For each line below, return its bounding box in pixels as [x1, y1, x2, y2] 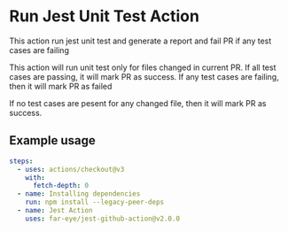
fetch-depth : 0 [32, 182, 90, 190]
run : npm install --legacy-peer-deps [25, 197, 165, 207]
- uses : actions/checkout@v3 [17, 165, 125, 174]
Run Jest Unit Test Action [9, 6, 199, 27]
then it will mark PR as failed [9, 81, 113, 91]
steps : [9, 157, 34, 166]
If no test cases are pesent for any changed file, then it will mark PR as [9, 97, 267, 108]
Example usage [9, 133, 96, 148]
